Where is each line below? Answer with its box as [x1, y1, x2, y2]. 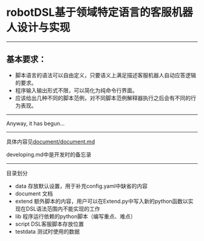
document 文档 [15, 189, 53, 197]
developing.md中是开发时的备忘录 [6, 151, 92, 158]
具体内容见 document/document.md [6, 138, 95, 145]
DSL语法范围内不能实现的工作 [25, 205, 100, 212]
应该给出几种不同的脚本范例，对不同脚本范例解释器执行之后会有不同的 [15, 94, 191, 101]
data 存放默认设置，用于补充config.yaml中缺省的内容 [15, 182, 148, 189]
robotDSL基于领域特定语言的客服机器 [6, 5, 193, 19]
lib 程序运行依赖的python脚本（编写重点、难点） [15, 212, 136, 220]
